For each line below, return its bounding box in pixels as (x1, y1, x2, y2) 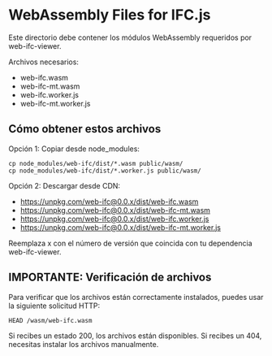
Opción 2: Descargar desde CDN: (8, 180, 120, 190)
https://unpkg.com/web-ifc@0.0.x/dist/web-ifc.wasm (19, 197, 199, 206)
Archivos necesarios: (8, 57, 80, 67)
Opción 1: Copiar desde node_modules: (8, 144, 140, 154)
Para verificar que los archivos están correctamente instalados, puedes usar (8, 292, 264, 302)
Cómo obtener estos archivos (8, 122, 162, 136)
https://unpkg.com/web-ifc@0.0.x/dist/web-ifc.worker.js (19, 214, 209, 224)
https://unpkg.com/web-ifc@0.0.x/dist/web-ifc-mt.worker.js (19, 222, 222, 232)
